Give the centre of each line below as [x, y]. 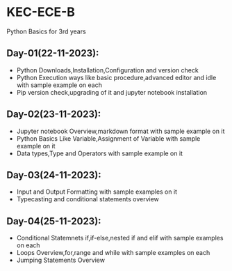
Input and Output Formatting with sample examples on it [97, 192]
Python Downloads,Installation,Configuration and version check [107, 70]
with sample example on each [59, 85]
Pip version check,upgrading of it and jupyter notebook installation [112, 92]
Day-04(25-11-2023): [54, 221]
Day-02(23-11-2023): [54, 115]
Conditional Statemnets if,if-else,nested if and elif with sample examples [120, 238]
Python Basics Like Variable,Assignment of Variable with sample [108, 138]
